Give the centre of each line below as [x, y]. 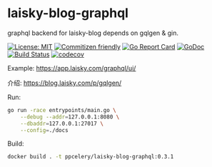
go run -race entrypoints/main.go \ [62, 110]
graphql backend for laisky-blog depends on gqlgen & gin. [93, 33]
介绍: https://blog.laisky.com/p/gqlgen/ [65, 83]
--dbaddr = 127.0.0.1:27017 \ [62, 123]
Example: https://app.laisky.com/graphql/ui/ [72, 68]
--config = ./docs [45, 130]
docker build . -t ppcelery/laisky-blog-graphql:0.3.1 [91, 157]
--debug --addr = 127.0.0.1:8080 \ [70, 117]
